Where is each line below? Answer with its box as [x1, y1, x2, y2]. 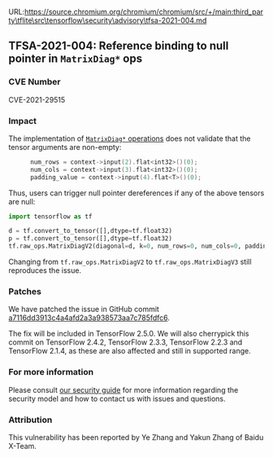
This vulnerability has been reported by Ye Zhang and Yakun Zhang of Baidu [8, 433, 264, 442]
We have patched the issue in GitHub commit [8, 305, 160, 314]
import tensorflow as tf [8, 212, 93, 221]
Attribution [8, 414, 53, 425]
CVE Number [8, 77, 61, 88]
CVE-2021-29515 [8, 94, 66, 104]
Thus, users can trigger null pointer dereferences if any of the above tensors [8, 187, 265, 198]
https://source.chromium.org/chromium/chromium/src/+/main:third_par [24, 7, 264, 16]
